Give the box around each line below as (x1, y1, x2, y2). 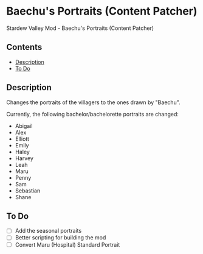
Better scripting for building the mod (15, 234, 106, 241)
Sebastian (15, 187, 41, 194)
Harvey (15, 154, 33, 162)
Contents (6, 42, 43, 52)
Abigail (15, 122, 33, 129)
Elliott (15, 135, 29, 143)
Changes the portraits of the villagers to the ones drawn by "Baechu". (6, 99, 181, 106)
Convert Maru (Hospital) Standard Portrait (15, 241, 120, 248)
